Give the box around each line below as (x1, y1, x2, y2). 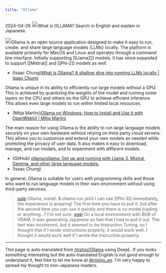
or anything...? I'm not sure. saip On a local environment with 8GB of (17, 211, 157, 217)
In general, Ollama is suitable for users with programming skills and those (5, 175, 155, 181)
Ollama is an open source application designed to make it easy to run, (11, 39, 153, 45)
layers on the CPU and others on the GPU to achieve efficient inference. (5, 95, 152, 101)
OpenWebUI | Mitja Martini (12, 115, 66, 121)
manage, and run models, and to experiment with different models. (5, 145, 141, 151)
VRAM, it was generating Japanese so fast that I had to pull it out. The (17, 216, 160, 223)
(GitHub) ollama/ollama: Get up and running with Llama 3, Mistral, (12, 155, 146, 161)
